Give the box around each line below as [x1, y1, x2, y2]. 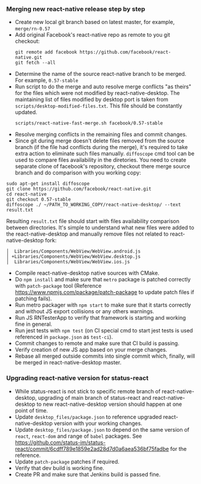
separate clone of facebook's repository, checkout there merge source [14, 163, 190, 170]
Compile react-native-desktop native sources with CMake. [14, 269, 160, 277]
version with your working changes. [53, 420, 143, 427]
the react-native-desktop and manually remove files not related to [6, 230, 169, 237]
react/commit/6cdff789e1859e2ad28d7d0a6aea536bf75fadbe [14, 445, 169, 452]
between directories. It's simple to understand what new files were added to [6, 224, 194, 231]
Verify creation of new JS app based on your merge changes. [14, 346, 167, 354]
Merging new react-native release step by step [6, 5, 146, 13]
